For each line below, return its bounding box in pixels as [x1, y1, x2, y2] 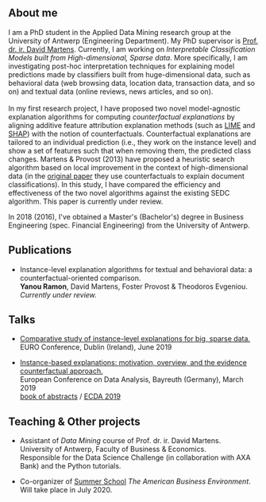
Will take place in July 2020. [19, 485, 113, 495]
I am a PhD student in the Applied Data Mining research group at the [8, 27, 232, 37]
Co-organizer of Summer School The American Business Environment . [19, 477, 252, 486]
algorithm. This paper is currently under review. [8, 197, 164, 206]
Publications [8, 243, 72, 257]
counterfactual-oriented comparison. [19, 273, 141, 282]
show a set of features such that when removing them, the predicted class [8, 146, 252, 155]
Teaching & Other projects [8, 414, 141, 428]
